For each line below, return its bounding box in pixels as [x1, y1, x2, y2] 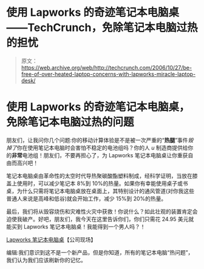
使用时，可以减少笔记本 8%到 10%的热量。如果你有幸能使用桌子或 [16, 180, 183, 187]
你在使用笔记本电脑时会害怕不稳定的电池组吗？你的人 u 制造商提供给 [17, 144, 188, 151]
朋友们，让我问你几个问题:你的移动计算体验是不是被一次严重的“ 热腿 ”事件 [6, 136, 188, 143]
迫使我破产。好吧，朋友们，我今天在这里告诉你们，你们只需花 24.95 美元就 [6, 215, 194, 222]
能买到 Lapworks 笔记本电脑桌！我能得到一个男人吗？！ [6, 223, 146, 230]
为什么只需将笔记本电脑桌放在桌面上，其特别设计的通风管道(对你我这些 [16, 187, 195, 194]
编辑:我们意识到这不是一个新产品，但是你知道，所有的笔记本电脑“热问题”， [6, 248, 194, 256]
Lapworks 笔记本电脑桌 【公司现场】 [6, 236, 97, 243]
